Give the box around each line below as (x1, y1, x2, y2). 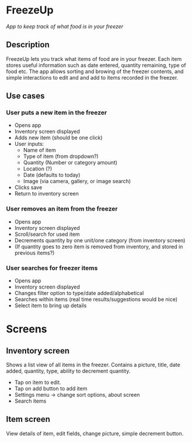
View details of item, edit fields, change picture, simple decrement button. (6, 430, 184, 437)
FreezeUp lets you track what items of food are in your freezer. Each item (6, 55, 182, 62)
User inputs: (14, 140, 44, 147)
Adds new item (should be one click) (14, 134, 103, 141)
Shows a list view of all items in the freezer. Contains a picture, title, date (6, 361, 181, 369)
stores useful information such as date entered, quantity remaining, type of (6, 61, 187, 68)
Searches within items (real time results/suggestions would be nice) (14, 296, 178, 303)
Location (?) (23, 165, 53, 173)
